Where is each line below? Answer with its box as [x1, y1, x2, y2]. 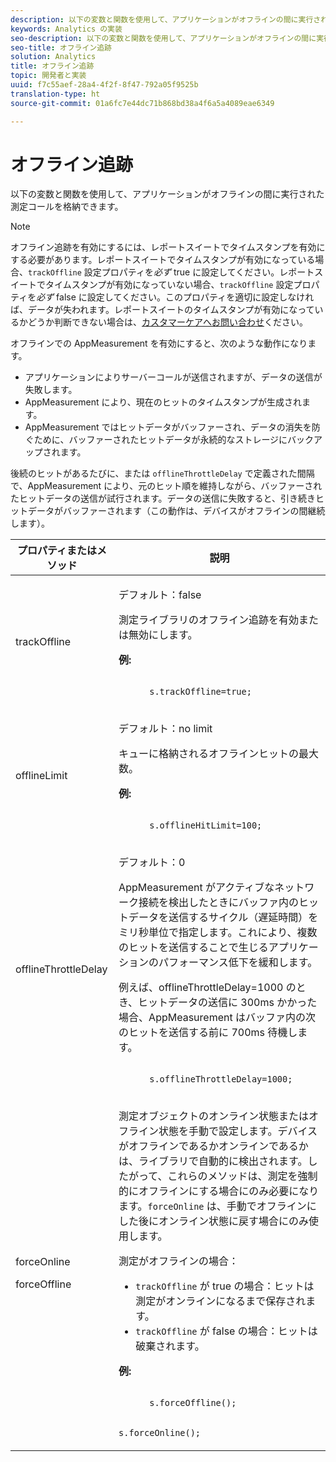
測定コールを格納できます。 [10, 201, 124, 213]
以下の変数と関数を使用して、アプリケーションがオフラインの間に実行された [10, 188, 325, 200]
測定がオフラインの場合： [118, 1254, 240, 1268]
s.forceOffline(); [149, 1397, 237, 1409]
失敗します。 [24, 384, 78, 396]
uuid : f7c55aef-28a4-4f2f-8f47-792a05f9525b [10, 80, 199, 90]
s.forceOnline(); [118, 1427, 202, 1439]
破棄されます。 [135, 1339, 205, 1353]
